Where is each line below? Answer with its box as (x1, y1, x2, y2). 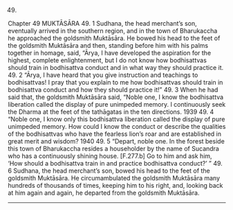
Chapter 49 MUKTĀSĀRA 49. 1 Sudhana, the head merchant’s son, (8, 19, 198, 27)
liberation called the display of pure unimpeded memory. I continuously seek (8, 100, 226, 108)
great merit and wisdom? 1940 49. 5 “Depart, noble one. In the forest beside (8, 137, 225, 145)
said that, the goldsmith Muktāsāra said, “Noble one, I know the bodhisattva (8, 93, 224, 101)
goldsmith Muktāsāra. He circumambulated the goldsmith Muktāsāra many (8, 174, 221, 182)
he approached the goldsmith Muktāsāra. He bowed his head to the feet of (8, 34, 221, 42)
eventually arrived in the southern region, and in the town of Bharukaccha (8, 27, 218, 35)
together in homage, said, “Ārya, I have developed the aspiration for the (8, 49, 212, 57)
